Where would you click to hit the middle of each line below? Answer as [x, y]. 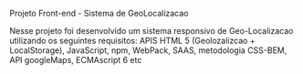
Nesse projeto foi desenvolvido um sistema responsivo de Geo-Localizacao [151, 31]
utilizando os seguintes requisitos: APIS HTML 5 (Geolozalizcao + [132, 41]
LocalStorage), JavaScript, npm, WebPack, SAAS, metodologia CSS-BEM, [148, 50]
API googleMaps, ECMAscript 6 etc [76, 60]
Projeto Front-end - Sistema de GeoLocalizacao [99, 13]
